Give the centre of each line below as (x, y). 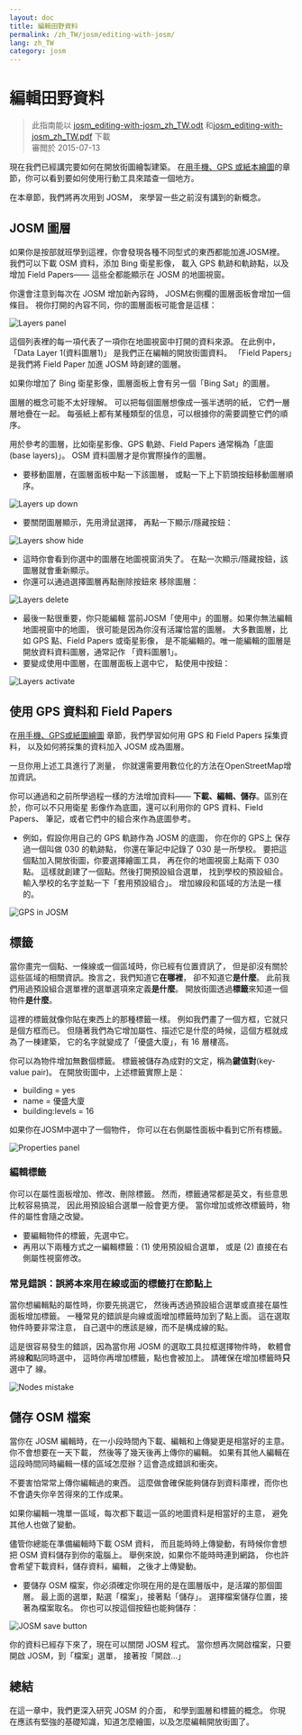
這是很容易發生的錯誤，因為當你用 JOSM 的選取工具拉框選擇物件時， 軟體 (146, 1347)
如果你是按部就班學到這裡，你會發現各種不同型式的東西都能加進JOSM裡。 (147, 251)
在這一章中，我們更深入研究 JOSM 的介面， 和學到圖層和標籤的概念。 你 (144, 1710)
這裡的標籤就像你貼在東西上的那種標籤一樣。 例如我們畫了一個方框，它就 (145, 1018)
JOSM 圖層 (40, 228)
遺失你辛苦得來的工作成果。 (76, 1493)
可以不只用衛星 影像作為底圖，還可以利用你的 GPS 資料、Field (148, 807)
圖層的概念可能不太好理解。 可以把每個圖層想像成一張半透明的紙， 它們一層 (150, 402)
